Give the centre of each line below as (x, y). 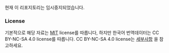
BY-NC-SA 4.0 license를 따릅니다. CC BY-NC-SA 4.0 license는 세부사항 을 (82, 39)
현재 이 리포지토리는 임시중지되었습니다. (45, 7)
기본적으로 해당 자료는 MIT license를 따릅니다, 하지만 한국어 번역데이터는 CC (82, 33)
